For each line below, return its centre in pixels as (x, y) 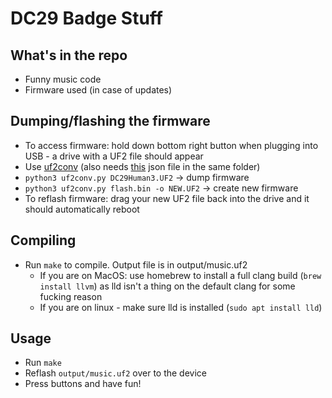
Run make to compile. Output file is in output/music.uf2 (136, 264)
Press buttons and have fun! (83, 384)
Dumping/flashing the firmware (110, 121)
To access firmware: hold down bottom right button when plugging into (171, 145)
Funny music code (63, 79)
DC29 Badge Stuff (86, 18)
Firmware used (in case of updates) (98, 90)
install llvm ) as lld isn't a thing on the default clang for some (167, 286)
